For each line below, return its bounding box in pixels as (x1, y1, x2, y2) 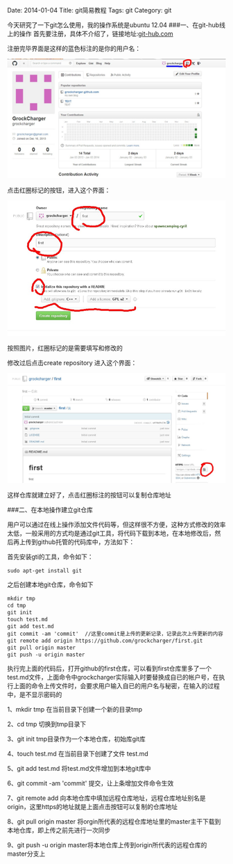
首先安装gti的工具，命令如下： (7, 552, 94, 561)
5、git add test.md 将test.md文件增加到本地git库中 (7, 765, 151, 773)
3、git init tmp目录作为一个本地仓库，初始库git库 (7, 735, 146, 743)
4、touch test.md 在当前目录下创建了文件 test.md (7, 750, 149, 758)
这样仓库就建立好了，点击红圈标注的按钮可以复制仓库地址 (7, 491, 171, 499)
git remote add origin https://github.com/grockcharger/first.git (7, 637, 203, 645)
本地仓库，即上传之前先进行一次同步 (7, 826, 111, 835)
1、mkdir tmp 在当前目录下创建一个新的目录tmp (7, 705, 143, 714)
